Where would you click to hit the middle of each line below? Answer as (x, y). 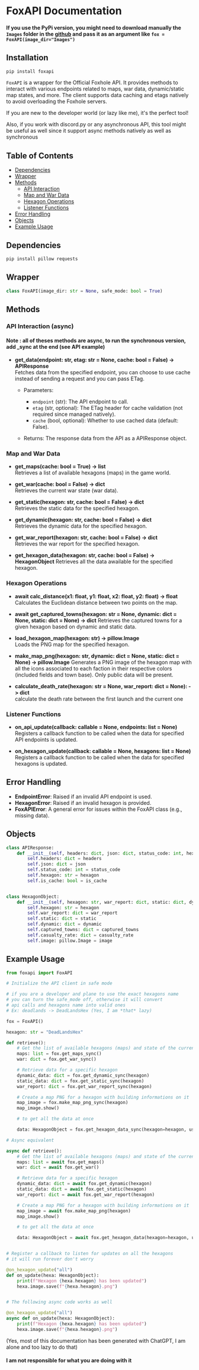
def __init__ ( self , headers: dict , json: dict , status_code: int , (100, 853)
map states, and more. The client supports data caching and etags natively (97, 95)
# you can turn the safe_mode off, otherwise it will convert (84, 1000)
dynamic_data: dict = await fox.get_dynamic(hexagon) (84, 1184)
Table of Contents (40, 155)
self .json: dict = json (57, 864)
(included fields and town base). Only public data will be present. (94, 675)
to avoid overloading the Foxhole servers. (57, 101)
